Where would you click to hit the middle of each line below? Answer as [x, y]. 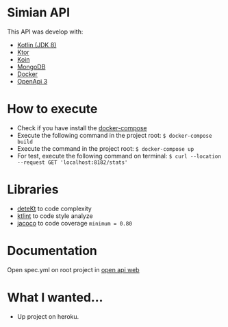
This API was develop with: [45, 32]
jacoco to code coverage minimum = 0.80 [74, 223]
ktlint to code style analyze [55, 216]
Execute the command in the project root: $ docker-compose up [105, 148]
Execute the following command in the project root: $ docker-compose [114, 135]
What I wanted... [55, 297]
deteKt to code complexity [54, 208]
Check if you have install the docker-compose [82, 128]
